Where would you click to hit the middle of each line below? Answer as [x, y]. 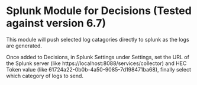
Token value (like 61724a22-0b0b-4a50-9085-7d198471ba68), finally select [98, 69]
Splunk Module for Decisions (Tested [99, 11]
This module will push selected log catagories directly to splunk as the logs [98, 39]
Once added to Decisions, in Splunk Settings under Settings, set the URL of [98, 57]
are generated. [24, 46]
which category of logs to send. [45, 76]
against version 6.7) [56, 23]
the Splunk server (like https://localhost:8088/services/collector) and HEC [96, 63]
